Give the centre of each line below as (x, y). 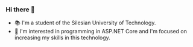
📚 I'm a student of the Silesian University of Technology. (85, 23)
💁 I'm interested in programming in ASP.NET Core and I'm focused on (101, 32)
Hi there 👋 (21, 10)
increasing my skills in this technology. (62, 37)
